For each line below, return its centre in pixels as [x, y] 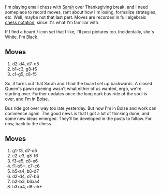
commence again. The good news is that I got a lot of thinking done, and [77, 113]
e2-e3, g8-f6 [25, 156]
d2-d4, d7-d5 [26, 64]
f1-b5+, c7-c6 [26, 166]
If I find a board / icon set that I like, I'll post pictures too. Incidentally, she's [80, 32]
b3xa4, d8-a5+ [27, 186]
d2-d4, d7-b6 [26, 176]
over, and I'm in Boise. [27, 99]
